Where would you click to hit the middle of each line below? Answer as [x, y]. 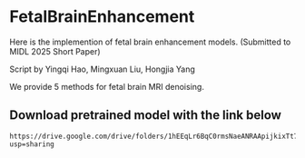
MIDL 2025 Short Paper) [55, 51]
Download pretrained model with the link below [145, 115]
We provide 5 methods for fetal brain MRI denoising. [107, 86]
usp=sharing [32, 144]
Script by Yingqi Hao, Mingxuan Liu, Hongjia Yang [102, 69]
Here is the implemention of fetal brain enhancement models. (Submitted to [150, 42]
